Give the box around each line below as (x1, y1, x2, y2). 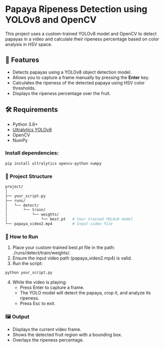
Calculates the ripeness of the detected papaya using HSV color (12, 79, 145, 85)
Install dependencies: (5, 149, 59, 156)
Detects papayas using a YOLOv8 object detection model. (12, 69, 132, 75)
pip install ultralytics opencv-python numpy (5, 161, 101, 166)
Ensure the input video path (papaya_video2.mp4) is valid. (12, 255, 132, 261)
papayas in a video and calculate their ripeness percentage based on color (5, 36, 159, 42)
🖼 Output (5, 313, 29, 320)
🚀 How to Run (5, 233, 38, 240)
